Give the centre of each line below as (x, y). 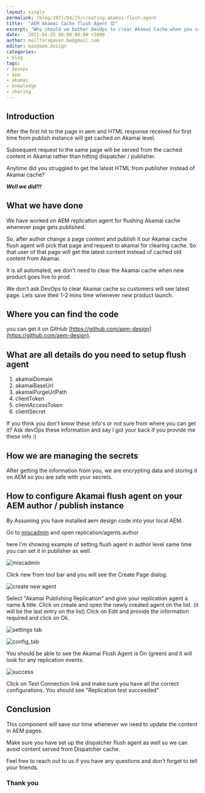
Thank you (22, 783)
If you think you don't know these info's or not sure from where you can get (101, 424)
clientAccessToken (39, 405)
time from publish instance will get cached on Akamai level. (81, 138)
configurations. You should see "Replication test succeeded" (83, 690)
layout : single (26, 12)
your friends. (22, 767)
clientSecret (30, 412)
